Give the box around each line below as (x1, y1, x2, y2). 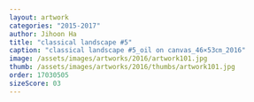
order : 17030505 (9, 71, 69, 80)
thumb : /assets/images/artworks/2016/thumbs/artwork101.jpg (9, 63, 236, 72)
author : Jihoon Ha (9, 29, 77, 38)
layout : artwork (9, 12, 69, 22)
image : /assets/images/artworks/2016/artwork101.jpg (9, 54, 208, 63)
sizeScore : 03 (9, 79, 62, 88)
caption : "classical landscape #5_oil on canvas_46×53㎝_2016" (9, 46, 246, 55)
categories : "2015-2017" (9, 21, 101, 30)
